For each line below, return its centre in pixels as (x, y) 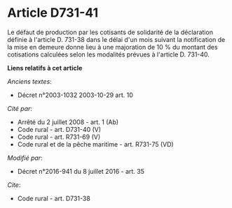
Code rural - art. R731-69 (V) (59, 137)
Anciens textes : (30, 81)
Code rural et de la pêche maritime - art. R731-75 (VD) (95, 144)
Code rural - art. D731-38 (54, 198)
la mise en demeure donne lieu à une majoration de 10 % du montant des (113, 47)
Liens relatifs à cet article (45, 68)
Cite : (14, 185)
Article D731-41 (53, 13)
